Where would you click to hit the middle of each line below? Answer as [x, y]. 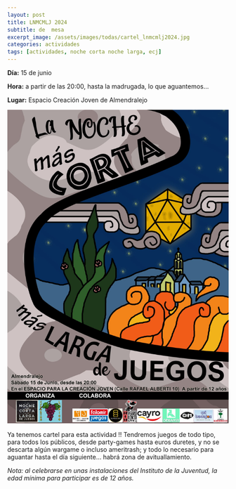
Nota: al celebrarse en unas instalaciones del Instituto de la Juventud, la [112, 470]
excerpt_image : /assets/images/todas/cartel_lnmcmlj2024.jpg [99, 37]
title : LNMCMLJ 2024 [38, 22]
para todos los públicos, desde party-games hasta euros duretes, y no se [113, 442]
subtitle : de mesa [36, 30]
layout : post [26, 15]
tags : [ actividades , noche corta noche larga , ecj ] [84, 52]
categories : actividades [44, 45]
